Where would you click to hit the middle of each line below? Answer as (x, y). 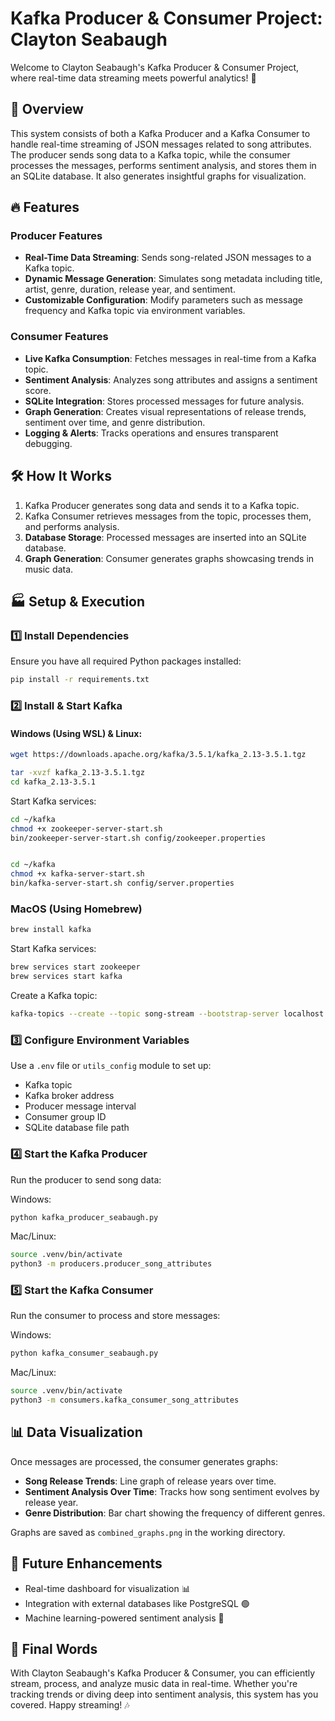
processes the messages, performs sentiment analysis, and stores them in (163, 165)
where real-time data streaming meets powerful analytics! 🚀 (133, 78)
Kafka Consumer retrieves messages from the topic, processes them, (168, 516)
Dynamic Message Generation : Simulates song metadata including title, (173, 279)
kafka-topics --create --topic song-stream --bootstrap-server (145, 1014)
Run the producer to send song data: (86, 1179)
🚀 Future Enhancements (86, 1563)
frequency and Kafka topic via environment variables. (135, 311)
